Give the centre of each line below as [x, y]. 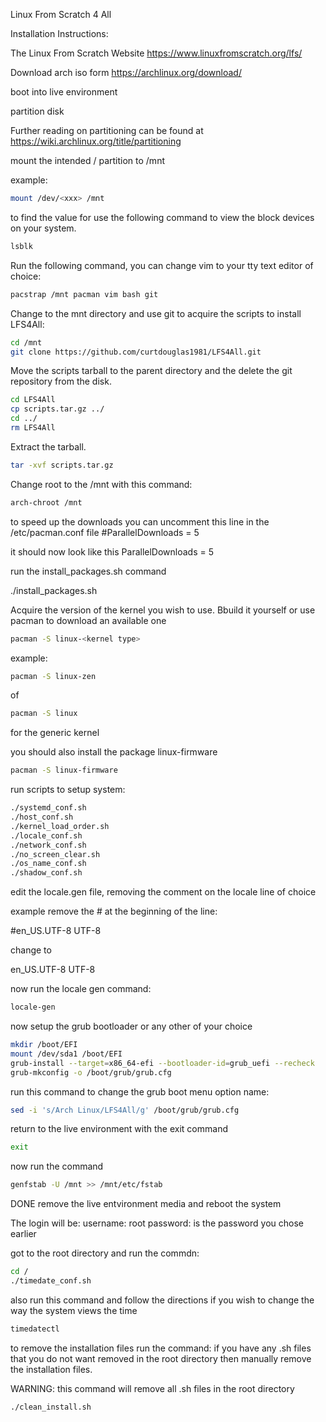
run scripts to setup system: [68, 790]
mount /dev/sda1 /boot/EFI [66, 1054]
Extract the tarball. [48, 446]
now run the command [57, 1166]
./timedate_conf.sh [51, 1281]
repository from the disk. [61, 381]
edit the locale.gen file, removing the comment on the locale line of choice [163, 892]
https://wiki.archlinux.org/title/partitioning [96, 141]
